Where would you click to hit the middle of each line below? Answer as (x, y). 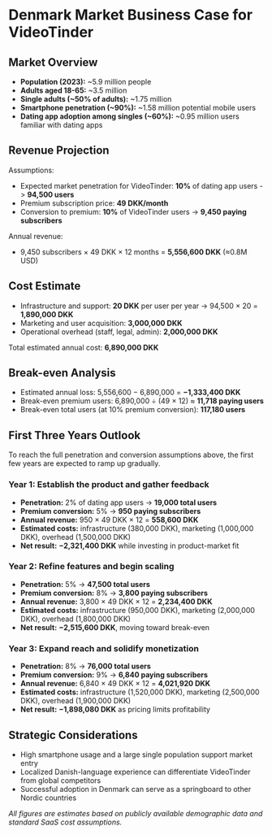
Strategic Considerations (73, 735)
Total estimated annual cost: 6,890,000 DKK (84, 347)
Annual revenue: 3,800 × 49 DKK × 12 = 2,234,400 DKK (116, 601)
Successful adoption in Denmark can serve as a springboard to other (136, 789)
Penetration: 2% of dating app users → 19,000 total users (119, 502)
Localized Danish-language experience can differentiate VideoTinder (135, 772)
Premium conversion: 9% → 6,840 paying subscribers (114, 675)
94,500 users (51, 194)
